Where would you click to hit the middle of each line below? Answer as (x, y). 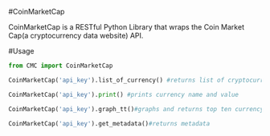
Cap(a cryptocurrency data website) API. (76, 36)
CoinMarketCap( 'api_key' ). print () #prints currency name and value (124, 94)
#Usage (21, 51)
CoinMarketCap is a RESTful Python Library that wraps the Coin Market (127, 27)
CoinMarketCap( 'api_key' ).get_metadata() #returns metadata (109, 123)
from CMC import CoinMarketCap (61, 66)
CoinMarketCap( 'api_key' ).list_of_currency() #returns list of (117, 80)
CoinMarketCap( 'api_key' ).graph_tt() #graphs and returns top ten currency (136, 109)
